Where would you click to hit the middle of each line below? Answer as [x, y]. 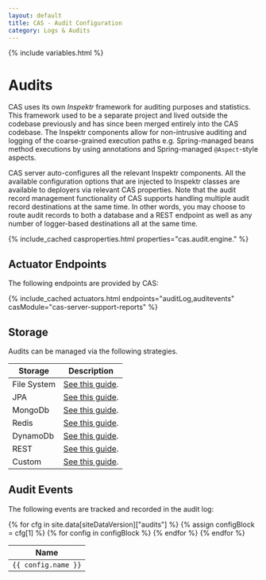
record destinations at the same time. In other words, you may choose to [127, 207]
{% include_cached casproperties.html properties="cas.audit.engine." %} [129, 239]
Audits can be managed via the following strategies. [93, 351]
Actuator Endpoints [58, 264]
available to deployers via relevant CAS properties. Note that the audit [122, 190]
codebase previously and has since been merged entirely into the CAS [123, 124]
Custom [27, 462]
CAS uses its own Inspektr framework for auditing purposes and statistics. [130, 107]
